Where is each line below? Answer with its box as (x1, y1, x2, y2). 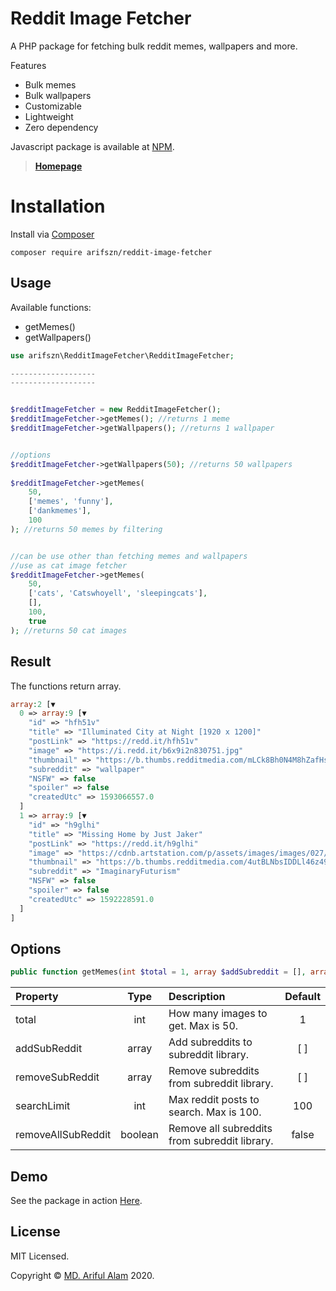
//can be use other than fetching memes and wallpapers (10, 551, 248, 561)
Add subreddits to (168, 1035, 253, 1049)
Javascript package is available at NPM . (10, 140, 175, 152)
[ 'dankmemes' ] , (28, 506, 92, 516)
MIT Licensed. (10, 1250, 70, 1262)
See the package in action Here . (10, 1195, 143, 1206)
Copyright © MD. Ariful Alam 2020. (10, 1269, 155, 1281)
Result (10, 653, 52, 671)
